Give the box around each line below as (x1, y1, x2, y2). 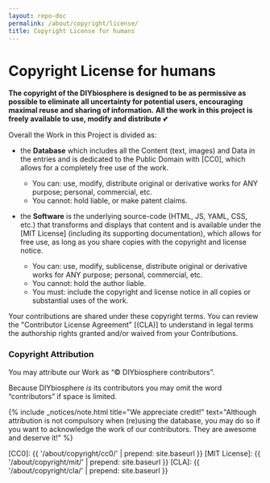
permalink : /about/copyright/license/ (8, 19, 139, 27)
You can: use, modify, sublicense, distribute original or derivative (31, 262, 247, 271)
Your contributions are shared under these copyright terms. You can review (8, 312, 259, 321)
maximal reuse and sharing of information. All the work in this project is (8, 106, 253, 115)
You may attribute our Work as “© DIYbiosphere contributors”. (8, 367, 215, 376)
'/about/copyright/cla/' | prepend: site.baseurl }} (8, 465, 168, 475)
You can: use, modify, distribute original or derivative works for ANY (31, 178, 259, 188)
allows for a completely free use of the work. (19, 163, 169, 173)
